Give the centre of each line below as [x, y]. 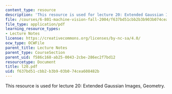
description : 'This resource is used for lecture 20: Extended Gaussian [84, 15]
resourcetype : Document [31, 62]
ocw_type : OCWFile [25, 43]
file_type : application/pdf [35, 24]
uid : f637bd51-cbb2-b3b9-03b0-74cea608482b [52, 72]
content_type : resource [31, 10]
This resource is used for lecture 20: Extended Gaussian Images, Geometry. [85, 86]
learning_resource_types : [33, 29]
